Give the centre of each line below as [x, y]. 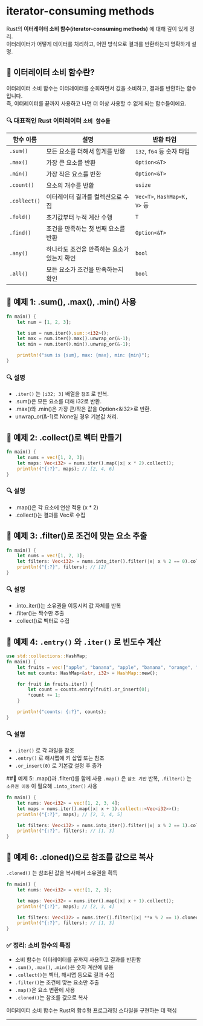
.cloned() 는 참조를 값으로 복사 [51, 998]
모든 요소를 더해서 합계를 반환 [86, 152]
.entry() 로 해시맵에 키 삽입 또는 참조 [60, 758]
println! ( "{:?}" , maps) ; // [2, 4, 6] [66, 469]
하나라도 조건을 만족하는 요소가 [88, 249]
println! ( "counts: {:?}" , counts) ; [62, 712]
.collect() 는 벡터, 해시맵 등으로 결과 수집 [65, 975]
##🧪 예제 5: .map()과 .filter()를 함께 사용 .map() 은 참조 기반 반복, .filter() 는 [99, 779]
